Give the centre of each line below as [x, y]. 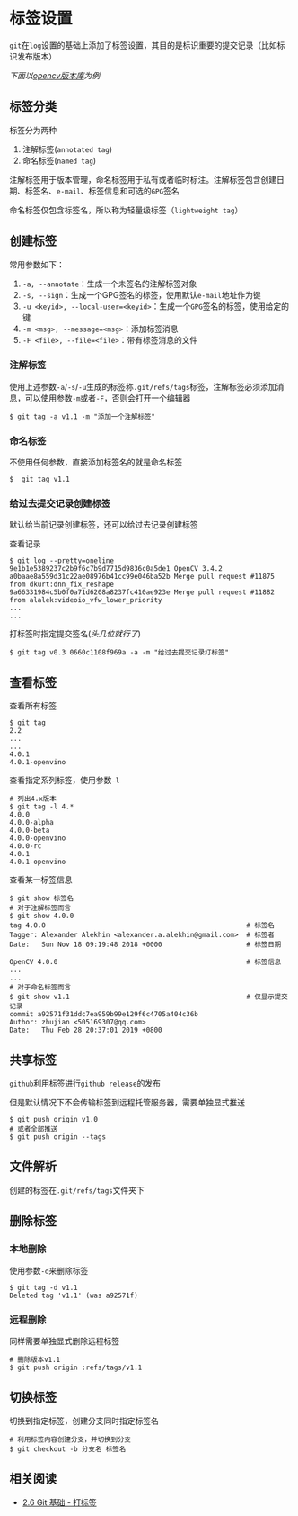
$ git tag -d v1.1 [44, 1287]
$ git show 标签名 [42, 898]
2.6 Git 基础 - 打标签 [59, 1502]
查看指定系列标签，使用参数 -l [65, 781]
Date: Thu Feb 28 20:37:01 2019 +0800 [86, 1030]
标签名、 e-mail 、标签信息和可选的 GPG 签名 [102, 191]
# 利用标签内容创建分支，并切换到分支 [70, 1439]
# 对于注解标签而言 [40, 908]
